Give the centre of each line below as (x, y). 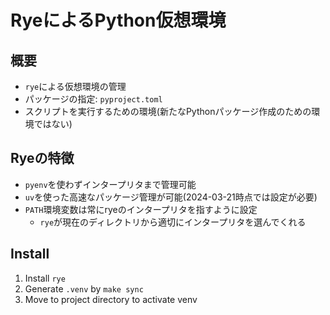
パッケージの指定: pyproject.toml (93, 99)
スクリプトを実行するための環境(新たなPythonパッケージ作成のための (168, 111)
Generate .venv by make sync (84, 288)
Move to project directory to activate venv (111, 299)
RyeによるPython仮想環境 (118, 20)
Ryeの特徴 (42, 158)
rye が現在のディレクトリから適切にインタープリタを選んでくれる (173, 222)
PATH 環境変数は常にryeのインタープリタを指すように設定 (141, 209)
